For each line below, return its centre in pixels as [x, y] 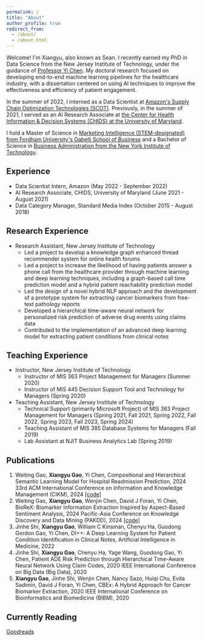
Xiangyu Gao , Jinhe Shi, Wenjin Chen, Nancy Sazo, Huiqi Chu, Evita [100, 578]
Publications [31, 460]
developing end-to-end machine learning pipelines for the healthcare [92, 77]
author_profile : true [34, 23]
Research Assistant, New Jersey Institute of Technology [85, 246]
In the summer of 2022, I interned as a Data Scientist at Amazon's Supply [98, 102]
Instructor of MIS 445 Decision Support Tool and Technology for [104, 390]
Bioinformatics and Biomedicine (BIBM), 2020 [72, 598]
